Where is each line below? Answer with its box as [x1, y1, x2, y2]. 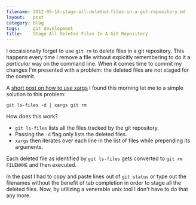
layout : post [6, 14, 44, 20]
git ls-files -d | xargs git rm [6, 102, 87, 108]
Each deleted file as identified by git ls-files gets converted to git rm [6, 155, 183, 162]
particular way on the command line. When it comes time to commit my [6, 60, 182, 68]
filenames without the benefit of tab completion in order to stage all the [6, 179, 181, 186]
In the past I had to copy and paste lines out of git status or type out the [6, 173, 187, 180]
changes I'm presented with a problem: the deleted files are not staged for [6, 66, 189, 74]
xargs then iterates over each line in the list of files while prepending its [14, 137, 191, 144]
